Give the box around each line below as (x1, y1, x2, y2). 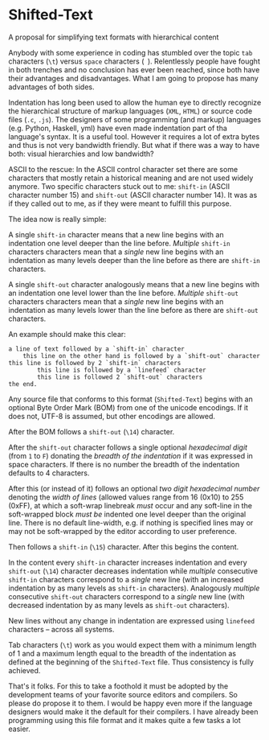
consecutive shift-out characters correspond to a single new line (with (8, 591, 245, 601)
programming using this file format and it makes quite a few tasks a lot (8, 715, 241, 725)
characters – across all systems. (8, 624, 115, 634)
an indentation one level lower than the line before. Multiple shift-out (8, 288, 239, 298)
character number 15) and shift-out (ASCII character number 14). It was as (8, 190, 258, 199)
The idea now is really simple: (8, 214, 107, 224)
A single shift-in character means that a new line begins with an (8, 229, 224, 239)
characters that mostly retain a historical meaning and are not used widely (8, 173, 254, 183)
